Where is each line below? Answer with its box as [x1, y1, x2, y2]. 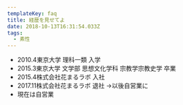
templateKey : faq [7, 10, 57, 17]
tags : [7, 29, 23, 37]
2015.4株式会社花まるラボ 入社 [17, 73, 105, 82]
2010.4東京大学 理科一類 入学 [17, 56, 102, 64]
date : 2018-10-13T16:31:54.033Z [7, 23, 100, 30]
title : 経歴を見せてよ [7, 17, 66, 23]
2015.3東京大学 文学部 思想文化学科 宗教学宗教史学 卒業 [17, 64, 176, 73]
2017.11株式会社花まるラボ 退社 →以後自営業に [17, 82, 148, 90]
